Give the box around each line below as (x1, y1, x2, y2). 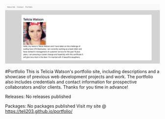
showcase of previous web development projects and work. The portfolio (5, 73, 153, 79)
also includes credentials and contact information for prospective (5, 79, 137, 85)
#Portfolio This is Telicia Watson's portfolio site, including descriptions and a (5, 68, 160, 74)
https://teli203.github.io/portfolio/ (5, 108, 73, 114)
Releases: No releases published (5, 94, 71, 99)
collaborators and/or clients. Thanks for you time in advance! (5, 84, 129, 90)
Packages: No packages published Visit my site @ (5, 103, 107, 109)
